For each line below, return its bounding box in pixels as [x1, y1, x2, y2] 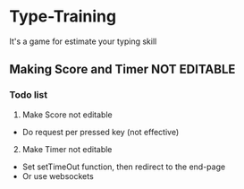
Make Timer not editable [21, 143, 113, 154]
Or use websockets [21, 170, 94, 181]
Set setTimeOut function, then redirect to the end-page [21, 161, 226, 172]
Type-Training [9, 6, 117, 27]
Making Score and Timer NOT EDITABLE [9, 62, 236, 77]
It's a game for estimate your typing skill [9, 36, 157, 47]
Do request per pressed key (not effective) [21, 126, 180, 137]
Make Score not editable [21, 109, 114, 120]
